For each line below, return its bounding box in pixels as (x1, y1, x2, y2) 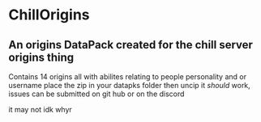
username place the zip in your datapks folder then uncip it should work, (8, 81, 251, 90)
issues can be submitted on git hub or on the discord (8, 89, 185, 99)
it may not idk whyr (8, 105, 73, 114)
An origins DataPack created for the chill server (8, 38, 254, 52)
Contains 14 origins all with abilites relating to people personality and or (8, 72, 247, 82)
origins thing (8, 50, 75, 64)
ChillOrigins (8, 6, 90, 24)
